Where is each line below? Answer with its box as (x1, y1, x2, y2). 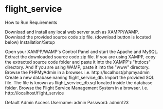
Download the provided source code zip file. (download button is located (5, 34, 151, 40)
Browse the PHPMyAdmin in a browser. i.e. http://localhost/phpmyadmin (5, 69, 150, 75)
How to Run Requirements (5, 19, 57, 25)
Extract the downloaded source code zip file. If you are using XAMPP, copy (5, 54, 156, 59)
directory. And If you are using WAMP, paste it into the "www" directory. (5, 64, 150, 70)
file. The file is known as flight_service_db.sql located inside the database (5, 79, 153, 86)
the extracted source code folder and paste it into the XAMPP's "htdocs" (5, 59, 151, 65)
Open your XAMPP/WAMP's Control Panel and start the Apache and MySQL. (5, 49, 159, 54)
